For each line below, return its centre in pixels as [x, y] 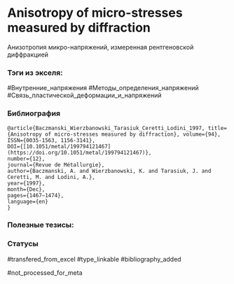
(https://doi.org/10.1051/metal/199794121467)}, [80, 152]
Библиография [34, 113]
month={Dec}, [26, 189]
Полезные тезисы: [41, 225]
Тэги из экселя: [35, 73]
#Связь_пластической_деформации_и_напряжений [85, 95]
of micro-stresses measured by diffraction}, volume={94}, [132, 134]
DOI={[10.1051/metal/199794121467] [59, 146]
